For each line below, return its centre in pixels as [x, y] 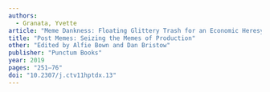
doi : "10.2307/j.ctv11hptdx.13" [62, 75]
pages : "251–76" [35, 68]
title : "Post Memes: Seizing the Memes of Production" [102, 38]
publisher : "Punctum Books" [55, 53]
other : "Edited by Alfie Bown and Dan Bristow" [90, 46]
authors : [23, 16]
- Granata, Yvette [47, 23]
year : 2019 [27, 61]
